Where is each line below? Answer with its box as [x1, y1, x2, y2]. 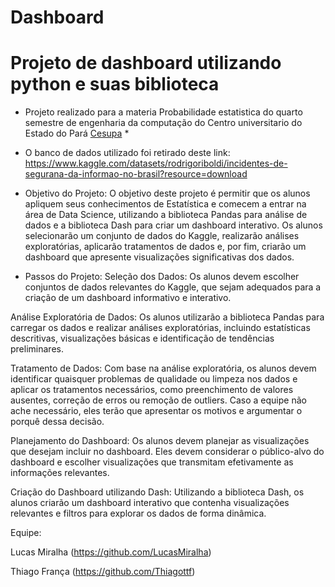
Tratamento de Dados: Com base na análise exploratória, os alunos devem [10, 362, 317, 375]
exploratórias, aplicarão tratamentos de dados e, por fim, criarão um [24, 241, 307, 253]
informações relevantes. [10, 467, 110, 479]
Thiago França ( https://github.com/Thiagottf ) [10, 566, 196, 578]
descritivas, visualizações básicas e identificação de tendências [10, 332, 275, 345]
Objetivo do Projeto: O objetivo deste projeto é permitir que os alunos [24, 187, 311, 200]
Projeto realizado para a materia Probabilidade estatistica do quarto [24, 106, 303, 118]
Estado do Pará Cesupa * [24, 127, 130, 140]
